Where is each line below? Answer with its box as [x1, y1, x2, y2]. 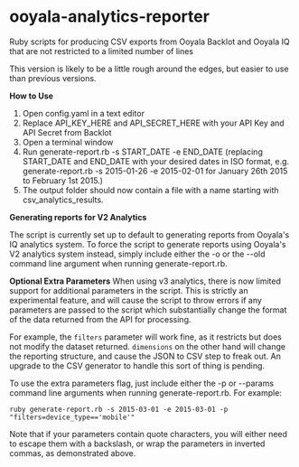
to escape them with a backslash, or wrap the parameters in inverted [9, 438, 266, 449]
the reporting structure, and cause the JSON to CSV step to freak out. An [9, 350, 282, 361]
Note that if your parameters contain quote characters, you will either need [9, 428, 287, 439]
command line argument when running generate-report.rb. [9, 257, 228, 268]
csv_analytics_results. [22, 194, 104, 205]
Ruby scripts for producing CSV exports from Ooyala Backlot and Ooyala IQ [9, 36, 291, 47]
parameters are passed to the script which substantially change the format [9, 304, 287, 315]
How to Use [9, 90, 54, 101]
